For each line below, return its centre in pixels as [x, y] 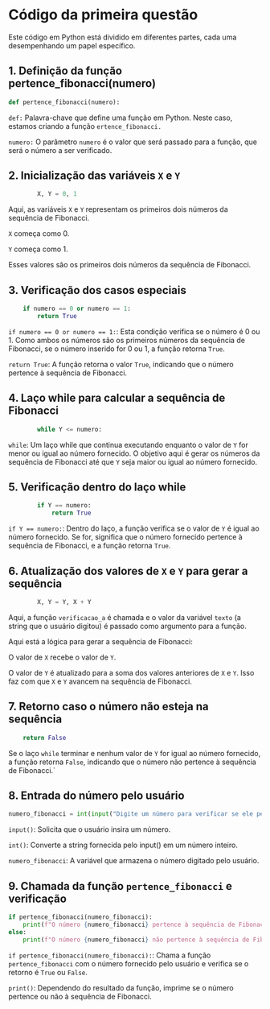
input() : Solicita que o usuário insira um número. [90, 829]
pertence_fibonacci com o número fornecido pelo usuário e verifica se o [129, 963]
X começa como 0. [39, 234]
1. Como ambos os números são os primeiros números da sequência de [127, 340]
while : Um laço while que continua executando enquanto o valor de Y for [129, 445]
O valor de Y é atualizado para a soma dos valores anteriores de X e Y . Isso [131, 672]
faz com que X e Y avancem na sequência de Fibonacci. [100, 681]
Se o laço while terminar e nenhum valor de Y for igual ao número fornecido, [135, 753]
